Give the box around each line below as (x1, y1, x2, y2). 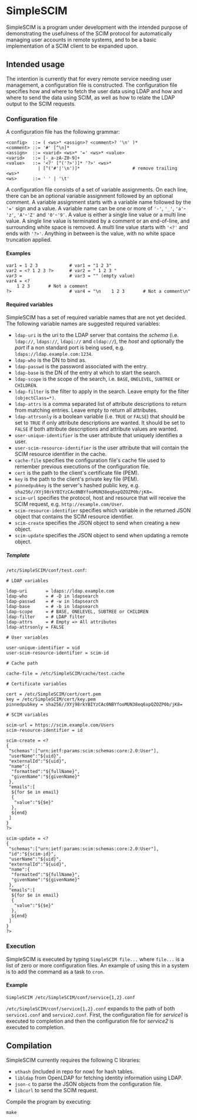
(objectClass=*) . (14, 394, 56, 401)
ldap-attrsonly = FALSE (6, 625, 65, 630)
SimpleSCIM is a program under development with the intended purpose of (6, 24, 188, 31)
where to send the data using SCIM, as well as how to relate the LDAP (6, 94, 175, 101)
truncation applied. (6, 236, 52, 243)
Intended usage (6, 60, 65, 70)
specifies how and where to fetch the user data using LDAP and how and (6, 87, 183, 95)
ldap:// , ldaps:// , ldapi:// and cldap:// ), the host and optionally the (14, 338, 184, 345)
